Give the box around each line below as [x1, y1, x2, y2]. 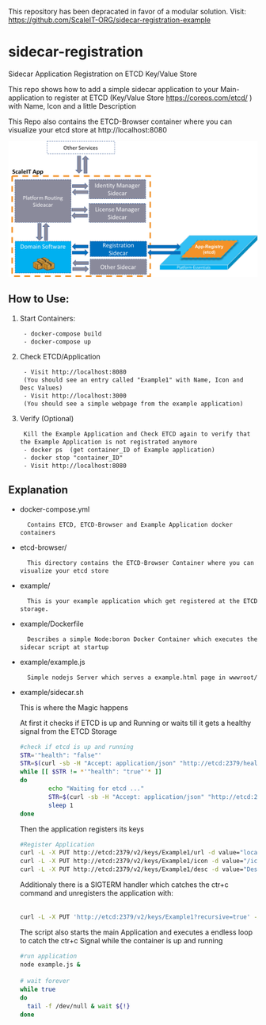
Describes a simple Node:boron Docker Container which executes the [27, 635, 258, 643]
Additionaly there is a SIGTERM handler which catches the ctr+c [19, 880, 230, 889]
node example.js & [19, 960, 81, 969]
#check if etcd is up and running [19, 743, 134, 751]
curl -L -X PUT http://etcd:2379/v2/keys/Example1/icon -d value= [19, 857, 244, 866]
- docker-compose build [23, 329, 102, 338]
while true [19, 985, 56, 994]
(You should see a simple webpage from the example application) [23, 400, 244, 408]
